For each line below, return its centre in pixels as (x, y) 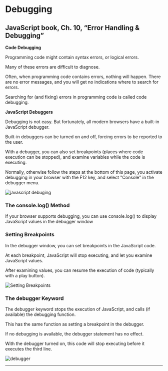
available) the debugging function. (40, 314)
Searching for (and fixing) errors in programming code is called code (76, 97)
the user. (14, 142)
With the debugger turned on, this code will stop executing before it (75, 343)
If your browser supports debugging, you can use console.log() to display (81, 216)
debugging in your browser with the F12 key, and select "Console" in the (79, 177)
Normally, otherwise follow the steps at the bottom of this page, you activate (84, 172)
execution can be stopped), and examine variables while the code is (75, 157)
